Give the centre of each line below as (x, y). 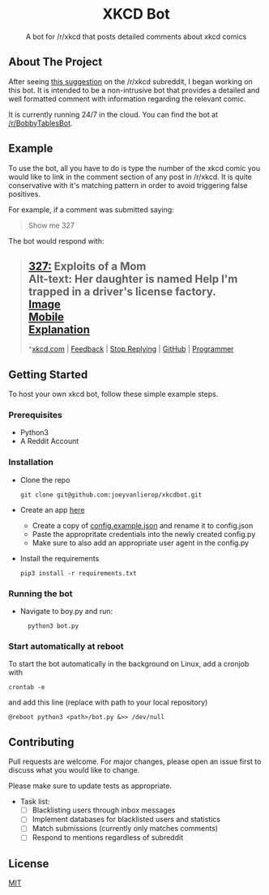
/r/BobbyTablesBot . (41, 123)
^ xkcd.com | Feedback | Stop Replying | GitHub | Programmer (131, 349)
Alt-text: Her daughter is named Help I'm (133, 279)
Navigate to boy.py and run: (66, 612)
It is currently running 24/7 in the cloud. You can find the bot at (113, 114)
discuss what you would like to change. (74, 770)
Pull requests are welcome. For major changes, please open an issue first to (135, 761)
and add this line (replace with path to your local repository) (108, 702)
